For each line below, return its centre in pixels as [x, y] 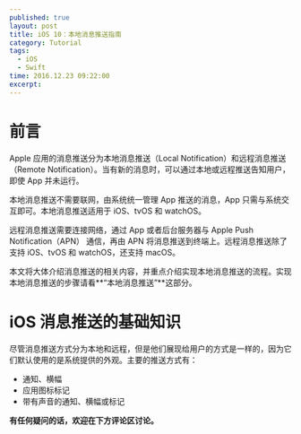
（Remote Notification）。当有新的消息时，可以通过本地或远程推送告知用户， [150, 169]
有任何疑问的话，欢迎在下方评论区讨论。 [84, 420]
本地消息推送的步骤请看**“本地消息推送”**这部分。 [103, 282]
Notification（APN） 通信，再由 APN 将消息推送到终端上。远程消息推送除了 [149, 241]
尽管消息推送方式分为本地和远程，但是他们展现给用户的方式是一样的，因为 [146, 348]
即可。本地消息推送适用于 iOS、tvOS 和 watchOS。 [112, 211]
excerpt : [26, 84]
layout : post [34, 26]
